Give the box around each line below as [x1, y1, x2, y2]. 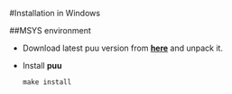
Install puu [22, 61, 62, 70]
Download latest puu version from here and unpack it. [22, 42, 224, 53]
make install [22, 78, 72, 87]
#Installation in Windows [9, 8, 101, 18]
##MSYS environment [9, 25, 92, 35]
